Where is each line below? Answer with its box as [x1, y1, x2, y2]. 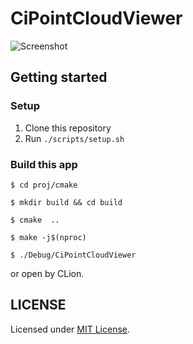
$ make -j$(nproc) [10, 232, 87, 242]
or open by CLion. [10, 267, 85, 279]
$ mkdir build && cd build [10, 197, 123, 207]
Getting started [10, 69, 108, 86]
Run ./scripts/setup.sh [24, 132, 125, 144]
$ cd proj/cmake [10, 180, 78, 190]
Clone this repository [24, 122, 112, 134]
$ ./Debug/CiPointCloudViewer [10, 250, 137, 260]
